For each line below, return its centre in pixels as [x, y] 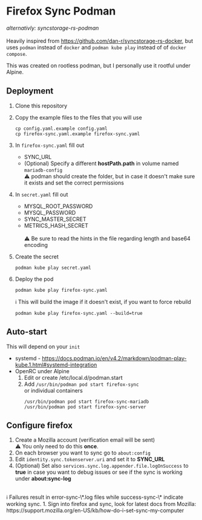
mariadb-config [43, 170]
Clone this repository [41, 106]
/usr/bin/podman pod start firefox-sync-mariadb [86, 402]
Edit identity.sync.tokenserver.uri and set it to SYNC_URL [90, 459]
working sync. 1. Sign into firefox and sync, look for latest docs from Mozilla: [101, 504]
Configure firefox [39, 425]
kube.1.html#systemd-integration [56, 365]
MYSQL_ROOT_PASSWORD [58, 206]
